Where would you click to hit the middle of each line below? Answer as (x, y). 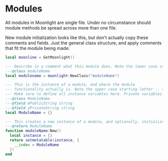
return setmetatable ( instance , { (44, 140)
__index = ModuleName (36, 145)
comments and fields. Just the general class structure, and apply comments (83, 42)
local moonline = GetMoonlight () (40, 57)
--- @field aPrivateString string (40, 108)
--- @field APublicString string (39, 103)
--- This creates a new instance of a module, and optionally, (72, 121)
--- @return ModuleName (29, 126)
